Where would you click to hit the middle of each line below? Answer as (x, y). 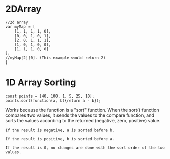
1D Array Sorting (41, 83)
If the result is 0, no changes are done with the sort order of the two (85, 148)
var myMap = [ (20, 27)
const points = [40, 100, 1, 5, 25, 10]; (50, 96)
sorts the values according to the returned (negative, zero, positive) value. (83, 120)
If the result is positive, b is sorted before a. (60, 139)
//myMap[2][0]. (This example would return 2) (55, 58)
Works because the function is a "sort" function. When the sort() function (82, 110)
